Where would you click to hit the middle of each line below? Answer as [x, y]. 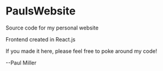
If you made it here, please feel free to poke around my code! [81, 51]
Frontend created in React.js [41, 39]
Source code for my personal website [52, 28]
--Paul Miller [21, 63]
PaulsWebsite [41, 11]
